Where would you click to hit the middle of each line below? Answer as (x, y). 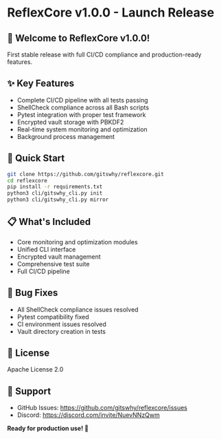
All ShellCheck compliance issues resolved (78, 309)
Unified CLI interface (46, 249)
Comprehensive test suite (53, 264)
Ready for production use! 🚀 (48, 429)
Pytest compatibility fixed (53, 317)
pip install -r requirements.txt (55, 187)
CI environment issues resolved (61, 324)
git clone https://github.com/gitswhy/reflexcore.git (86, 174)
